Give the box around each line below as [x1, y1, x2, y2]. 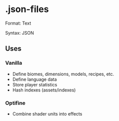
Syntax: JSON [5, 30, 34, 36]
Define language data [12, 76, 57, 82]
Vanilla [5, 59, 22, 66]
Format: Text [5, 20, 31, 26]
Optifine [5, 99, 26, 106]
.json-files [5, 4, 49, 15]
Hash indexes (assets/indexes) [12, 87, 76, 93]
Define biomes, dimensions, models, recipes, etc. [12, 71, 114, 77]
